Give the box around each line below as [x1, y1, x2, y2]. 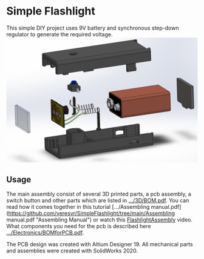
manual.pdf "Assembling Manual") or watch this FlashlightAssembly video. [6, 216, 193, 223]
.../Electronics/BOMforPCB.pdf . [6, 229, 84, 236]
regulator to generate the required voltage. [6, 30, 113, 38]
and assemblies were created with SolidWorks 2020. [6, 247, 138, 254]
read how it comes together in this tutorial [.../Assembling [6, 203, 150, 210]
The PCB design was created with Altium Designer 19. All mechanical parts [6, 241, 193, 248]
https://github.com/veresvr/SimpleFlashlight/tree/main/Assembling [8, 210, 175, 217]
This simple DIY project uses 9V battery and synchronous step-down [6, 24, 179, 31]
